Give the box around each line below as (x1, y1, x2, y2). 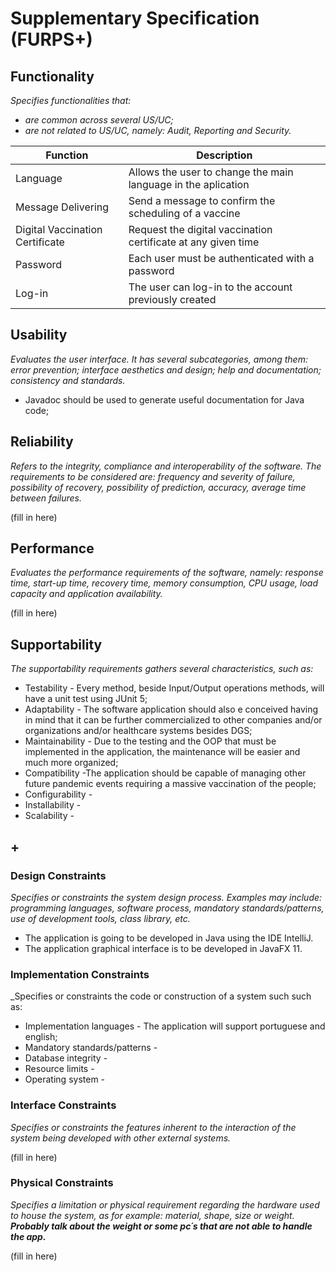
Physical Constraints (10, 1176, 114, 1190)
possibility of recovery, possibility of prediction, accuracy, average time (10, 481, 307, 493)
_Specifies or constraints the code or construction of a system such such (10, 990, 312, 1002)
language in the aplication (128, 178, 250, 191)
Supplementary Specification (10, 7, 260, 30)
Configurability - (24, 788, 93, 801)
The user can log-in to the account (128, 280, 293, 294)
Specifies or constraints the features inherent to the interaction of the (10, 1121, 297, 1133)
